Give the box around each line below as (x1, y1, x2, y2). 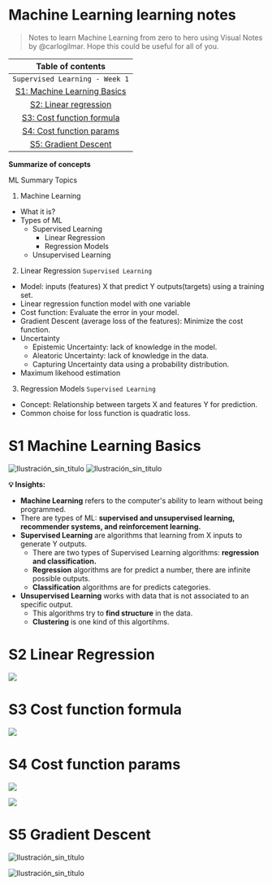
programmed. (19, 504, 67, 514)
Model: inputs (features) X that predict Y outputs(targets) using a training (19, 281, 265, 291)
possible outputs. (32, 573, 91, 583)
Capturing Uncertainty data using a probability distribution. (32, 359, 230, 369)
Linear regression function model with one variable (19, 299, 191, 309)
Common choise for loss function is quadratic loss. (19, 408, 191, 418)
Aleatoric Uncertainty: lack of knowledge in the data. (32, 350, 209, 360)
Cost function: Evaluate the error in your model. (19, 307, 179, 317)
